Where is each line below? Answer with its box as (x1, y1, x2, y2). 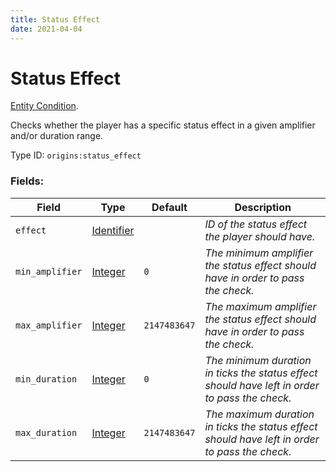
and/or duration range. (10, 130, 104, 142)
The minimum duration (204, 353, 312, 367)
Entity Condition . (10, 100, 79, 112)
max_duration (15, 427, 78, 438)
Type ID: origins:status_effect (10, 149, 142, 161)
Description (234, 200, 292, 214)
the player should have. (204, 229, 316, 243)
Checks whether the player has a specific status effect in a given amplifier (10, 119, 316, 131)
